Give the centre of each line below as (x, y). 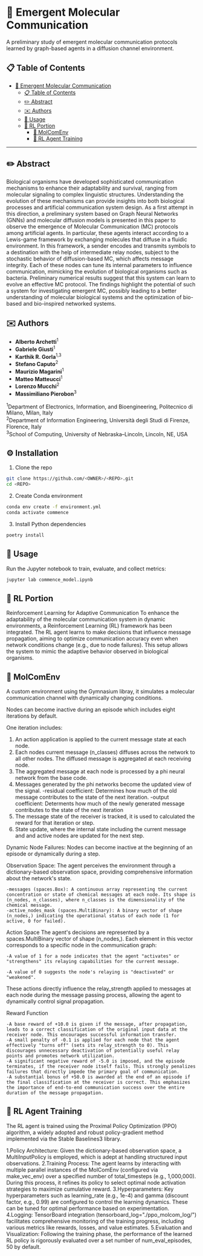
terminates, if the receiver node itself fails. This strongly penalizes (101, 1067)
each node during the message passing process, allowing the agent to (94, 995)
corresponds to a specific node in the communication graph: (82, 945)
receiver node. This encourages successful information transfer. (92, 1035)
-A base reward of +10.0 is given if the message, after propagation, (97, 1024)
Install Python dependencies (50, 524)
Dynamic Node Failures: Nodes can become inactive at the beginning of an (100, 848)
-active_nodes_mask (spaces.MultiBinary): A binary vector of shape (94, 911)
